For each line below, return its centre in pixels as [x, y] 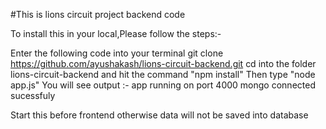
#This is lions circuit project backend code [98, 14]
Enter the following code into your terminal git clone [117, 53]
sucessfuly [33, 95]
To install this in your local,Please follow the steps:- [116, 33]
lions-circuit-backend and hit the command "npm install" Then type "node [163, 74]
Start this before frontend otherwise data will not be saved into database [159, 115]
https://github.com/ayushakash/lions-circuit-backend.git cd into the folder [163, 63]
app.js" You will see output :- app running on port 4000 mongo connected [163, 85]
